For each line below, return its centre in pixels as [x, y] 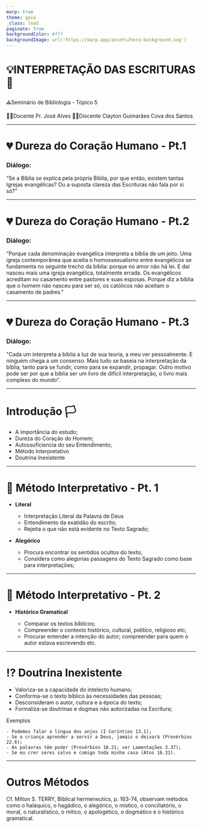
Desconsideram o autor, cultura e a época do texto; [78, 702]
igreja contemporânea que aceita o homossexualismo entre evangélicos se [99, 260]
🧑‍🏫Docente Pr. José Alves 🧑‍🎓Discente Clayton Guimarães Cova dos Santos [100, 116]
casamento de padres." [35, 292]
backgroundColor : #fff [35, 34]
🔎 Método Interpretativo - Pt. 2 [84, 595]
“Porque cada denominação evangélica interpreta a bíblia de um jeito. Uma [99, 253]
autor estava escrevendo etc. [60, 643]
